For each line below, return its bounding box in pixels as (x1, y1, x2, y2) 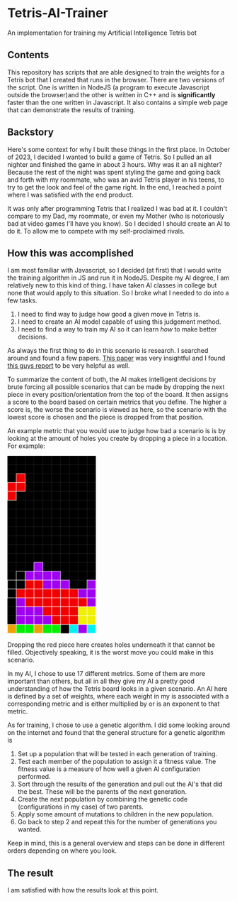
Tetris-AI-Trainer (7, 5, 108, 21)
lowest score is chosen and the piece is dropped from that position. (7, 413, 204, 422)
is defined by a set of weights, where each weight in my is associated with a (7, 692, 229, 701)
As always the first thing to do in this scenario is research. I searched (7, 346, 209, 355)
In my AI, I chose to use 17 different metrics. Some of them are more (7, 670, 206, 678)
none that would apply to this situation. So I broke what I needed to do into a (7, 289, 229, 297)
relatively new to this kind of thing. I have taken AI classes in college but (7, 281, 217, 290)
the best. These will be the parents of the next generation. (17, 787, 187, 796)
